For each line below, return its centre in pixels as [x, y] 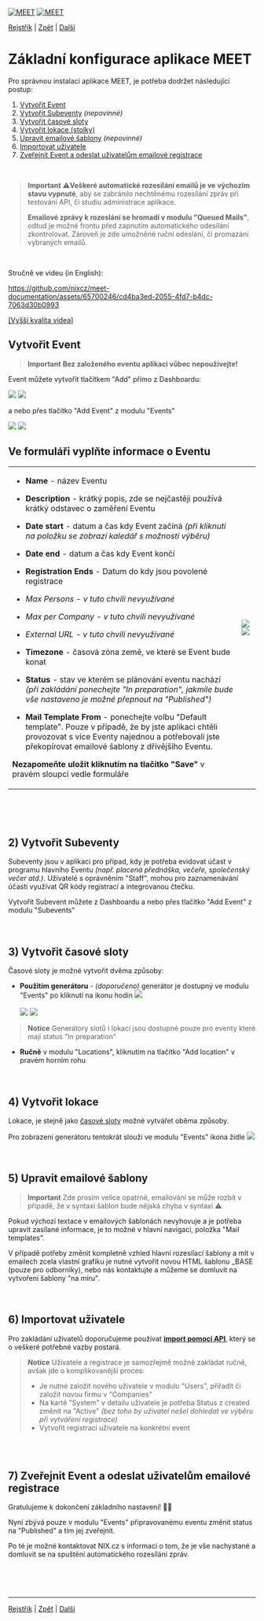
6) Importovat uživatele [67, 1320]
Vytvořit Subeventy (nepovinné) [71, 113]
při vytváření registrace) [78, 1419]
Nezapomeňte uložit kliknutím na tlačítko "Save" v [108, 764]
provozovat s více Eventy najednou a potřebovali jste [123, 736]
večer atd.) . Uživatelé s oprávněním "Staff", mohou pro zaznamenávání [123, 879]
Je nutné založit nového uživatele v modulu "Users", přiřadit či [140, 1386]
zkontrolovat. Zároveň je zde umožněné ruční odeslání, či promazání [138, 234]
